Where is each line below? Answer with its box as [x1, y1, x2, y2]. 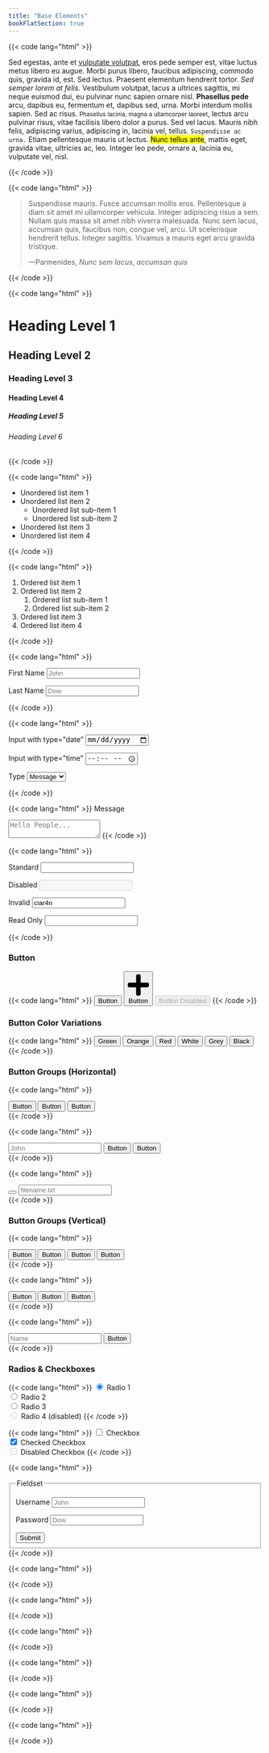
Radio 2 [20, 1392, 47, 1402]
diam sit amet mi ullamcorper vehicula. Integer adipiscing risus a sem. [27, 207, 260, 216]
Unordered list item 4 [19, 531, 91, 541]
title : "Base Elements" [8, 11, 89, 20]
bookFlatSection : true [8, 19, 85, 27]
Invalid [8, 897, 31, 907]
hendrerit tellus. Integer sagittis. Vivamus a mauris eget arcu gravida [27, 233, 255, 242]
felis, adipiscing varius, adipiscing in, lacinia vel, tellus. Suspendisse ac [8, 126, 242, 136]
